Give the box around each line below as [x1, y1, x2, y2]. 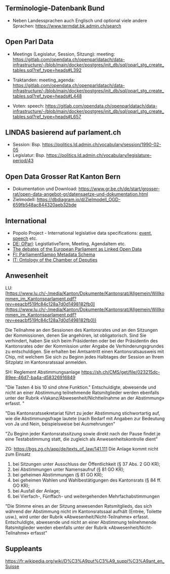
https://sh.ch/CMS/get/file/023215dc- [81, 369, 160, 375]
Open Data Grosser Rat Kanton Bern [5, 172, 121, 181]
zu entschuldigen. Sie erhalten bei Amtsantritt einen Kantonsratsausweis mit [5, 348, 164, 355]
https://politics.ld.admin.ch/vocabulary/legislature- [46, 152, 152, 158]
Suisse [5, 563, 19, 569]
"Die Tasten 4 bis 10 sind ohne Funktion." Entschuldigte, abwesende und [5, 384, 156, 390]
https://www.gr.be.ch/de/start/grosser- [78, 186, 160, 192]
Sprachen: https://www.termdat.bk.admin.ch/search [12, 23, 121, 29]
